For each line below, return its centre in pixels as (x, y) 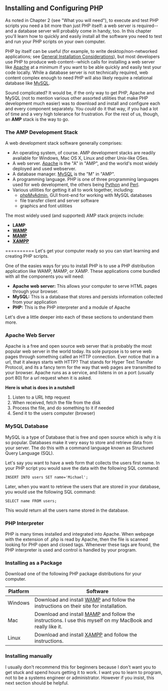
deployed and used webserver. (44, 169)
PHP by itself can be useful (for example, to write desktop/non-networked (81, 51)
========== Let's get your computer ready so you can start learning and (82, 251)
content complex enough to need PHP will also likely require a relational (79, 77)
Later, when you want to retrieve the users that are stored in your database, (83, 486)
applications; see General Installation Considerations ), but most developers (82, 56)
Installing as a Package (34, 563)
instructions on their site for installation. (81, 606)
